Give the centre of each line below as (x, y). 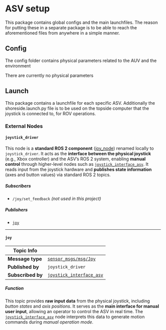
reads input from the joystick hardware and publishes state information (79, 169)
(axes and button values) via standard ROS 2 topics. (58, 175)
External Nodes (24, 126)
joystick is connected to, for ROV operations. (51, 113)
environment (18, 66)
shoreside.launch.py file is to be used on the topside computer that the (77, 108)
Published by (23, 267)
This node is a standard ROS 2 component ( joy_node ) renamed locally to (80, 148)
